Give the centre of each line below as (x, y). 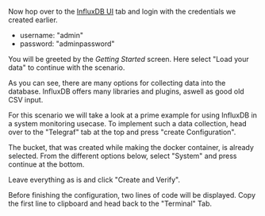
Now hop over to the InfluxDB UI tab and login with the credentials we (122, 12)
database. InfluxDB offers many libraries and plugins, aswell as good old (126, 91)
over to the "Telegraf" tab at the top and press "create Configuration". (122, 132)
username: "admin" (52, 35)
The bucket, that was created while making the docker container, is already (131, 147)
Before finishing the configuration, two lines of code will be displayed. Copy (132, 195)
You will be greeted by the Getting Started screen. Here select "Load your (129, 59)
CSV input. (26, 100)
